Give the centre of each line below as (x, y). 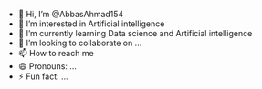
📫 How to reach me (56, 53)
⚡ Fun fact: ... (43, 76)
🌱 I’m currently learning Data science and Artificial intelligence (135, 33)
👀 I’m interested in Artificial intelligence (91, 24)
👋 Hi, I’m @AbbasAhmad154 (71, 14)
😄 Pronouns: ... (47, 66)
